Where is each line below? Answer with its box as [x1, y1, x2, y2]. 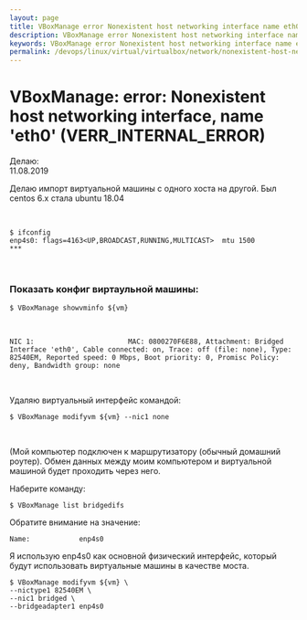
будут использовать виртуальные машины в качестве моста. [9, 561, 249, 572]
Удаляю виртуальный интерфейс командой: [9, 394, 181, 406]
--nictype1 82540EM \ [9, 586, 92, 595]
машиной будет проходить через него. [9, 466, 162, 477]
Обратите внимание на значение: [9, 517, 141, 528]
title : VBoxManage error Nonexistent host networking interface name [9, 22, 281, 31]
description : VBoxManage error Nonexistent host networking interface [9, 30, 284, 39]
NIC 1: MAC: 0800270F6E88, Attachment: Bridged [9, 337, 284, 347]
